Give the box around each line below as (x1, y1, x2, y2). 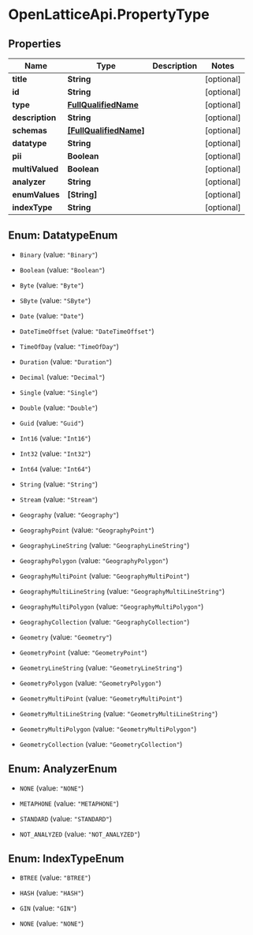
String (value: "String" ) (19, 479, 99, 489)
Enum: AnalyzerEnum (8, 762, 117, 775)
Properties (8, 37, 61, 51)
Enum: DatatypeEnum (8, 229, 118, 242)
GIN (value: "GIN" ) (19, 903, 77, 913)
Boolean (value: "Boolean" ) (19, 265, 105, 274)
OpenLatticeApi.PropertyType (8, 6, 210, 24)
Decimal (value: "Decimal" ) (19, 372, 105, 381)
